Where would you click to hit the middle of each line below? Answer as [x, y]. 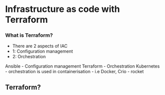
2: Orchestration [29, 57]
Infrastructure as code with [63, 9]
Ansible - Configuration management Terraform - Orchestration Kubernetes [82, 66]
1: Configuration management [42, 51]
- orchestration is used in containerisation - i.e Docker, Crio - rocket [75, 72]
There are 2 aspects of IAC [40, 46]
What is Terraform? [29, 35]
